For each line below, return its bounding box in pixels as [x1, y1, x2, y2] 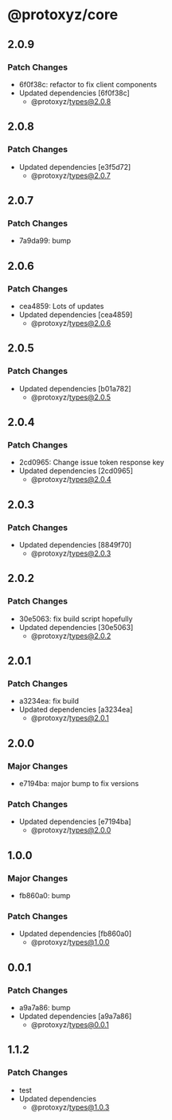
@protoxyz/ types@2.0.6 [30, 318, 111, 327]
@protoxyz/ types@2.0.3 [30, 548, 111, 558]
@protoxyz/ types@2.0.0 [30, 825, 111, 835]
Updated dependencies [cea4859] [18, 310, 133, 319]
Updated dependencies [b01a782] [18, 383, 132, 393]
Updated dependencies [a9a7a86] [18, 1011, 132, 1022]
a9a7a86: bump [18, 1003, 71, 1013]
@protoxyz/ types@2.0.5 [30, 392, 111, 402]
